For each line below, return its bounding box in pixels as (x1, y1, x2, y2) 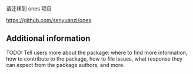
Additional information (6, 34, 91, 44)
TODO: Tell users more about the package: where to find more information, (6, 49, 188, 56)
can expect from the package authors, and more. (6, 61, 125, 68)
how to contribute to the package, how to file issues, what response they (6, 55, 183, 62)
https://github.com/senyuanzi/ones (6, 17, 92, 23)
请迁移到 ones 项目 (6, 5, 52, 12)
